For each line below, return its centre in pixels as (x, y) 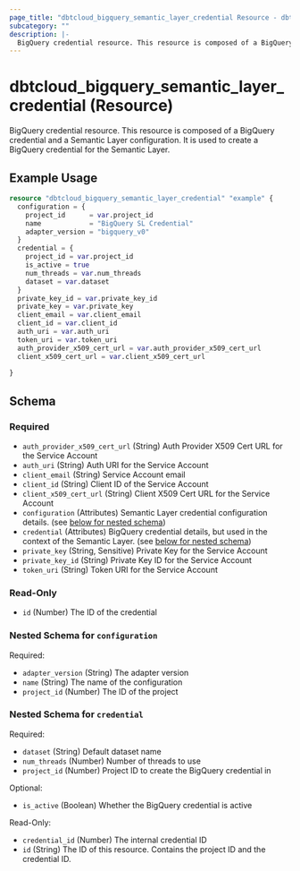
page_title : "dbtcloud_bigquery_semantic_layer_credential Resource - (143, 17)
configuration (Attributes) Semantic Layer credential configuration (145, 512)
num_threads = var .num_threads (83, 273)
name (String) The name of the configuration (102, 682)
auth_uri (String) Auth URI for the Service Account (115, 465)
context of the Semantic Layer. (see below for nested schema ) (137, 541)
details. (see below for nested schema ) (94, 522)
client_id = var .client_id (67, 323)
